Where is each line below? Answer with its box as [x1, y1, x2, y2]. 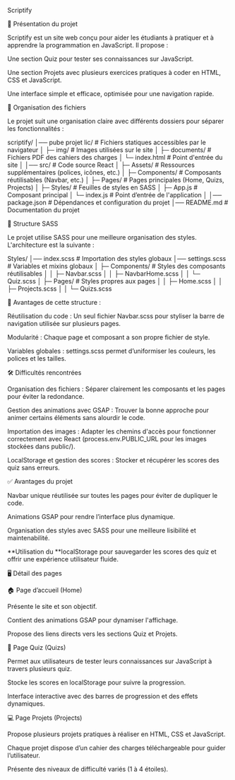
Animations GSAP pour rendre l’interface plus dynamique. [7, 513, 175, 520]
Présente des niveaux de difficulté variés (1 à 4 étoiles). [7, 765, 169, 773]
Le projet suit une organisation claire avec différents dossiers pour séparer [7, 117, 224, 125]
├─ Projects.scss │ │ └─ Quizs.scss [7, 284, 112, 293]
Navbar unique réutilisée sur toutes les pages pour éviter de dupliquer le [7, 491, 218, 499]
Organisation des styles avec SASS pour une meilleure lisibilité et [7, 526, 196, 535]
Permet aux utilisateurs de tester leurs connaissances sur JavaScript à [7, 657, 212, 665]
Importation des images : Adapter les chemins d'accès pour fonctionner [7, 427, 217, 436]
